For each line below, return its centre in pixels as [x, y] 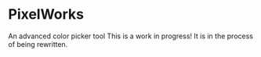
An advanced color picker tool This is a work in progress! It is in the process [130, 36]
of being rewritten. [38, 44]
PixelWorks [46, 14]
